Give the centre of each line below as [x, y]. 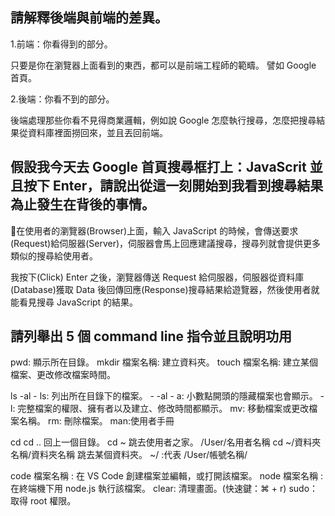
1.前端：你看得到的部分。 [61, 44]
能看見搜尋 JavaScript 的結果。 [74, 302]
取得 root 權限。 [43, 501]
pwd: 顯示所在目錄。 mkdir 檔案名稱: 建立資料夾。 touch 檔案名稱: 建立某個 [164, 362]
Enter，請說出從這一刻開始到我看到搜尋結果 [188, 186]
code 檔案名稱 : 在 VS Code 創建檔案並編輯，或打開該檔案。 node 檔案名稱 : [167, 476]
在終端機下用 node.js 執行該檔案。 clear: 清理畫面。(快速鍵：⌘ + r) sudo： [164, 489]
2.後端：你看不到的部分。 [62, 99]
